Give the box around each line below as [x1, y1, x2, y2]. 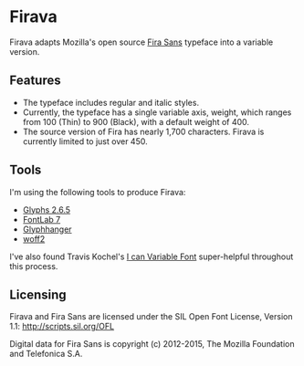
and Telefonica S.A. [9, 349, 83, 360]
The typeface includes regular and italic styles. [22, 97, 199, 108]
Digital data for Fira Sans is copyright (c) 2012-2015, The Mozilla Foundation [9, 339, 295, 350]
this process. [9, 260, 58, 271]
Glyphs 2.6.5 [22, 204, 71, 215]
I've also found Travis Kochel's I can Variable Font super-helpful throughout [9, 251, 294, 262]
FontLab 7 [22, 214, 61, 225]
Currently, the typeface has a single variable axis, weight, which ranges [22, 107, 292, 118]
